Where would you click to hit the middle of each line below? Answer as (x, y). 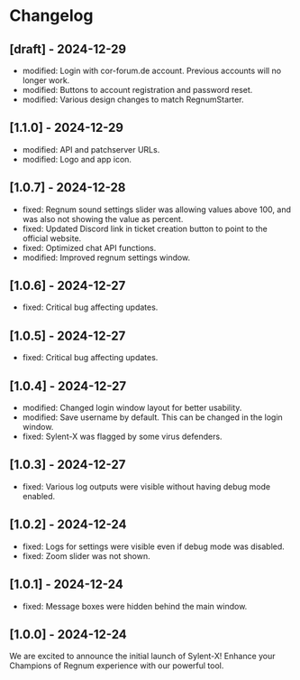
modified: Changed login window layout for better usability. (132, 408)
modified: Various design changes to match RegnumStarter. (133, 99)
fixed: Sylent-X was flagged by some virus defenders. (122, 437)
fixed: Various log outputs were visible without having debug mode (146, 486)
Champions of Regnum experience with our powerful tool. (117, 666)
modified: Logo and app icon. (77, 159)
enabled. (39, 496)
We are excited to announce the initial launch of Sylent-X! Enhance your (143, 657)
